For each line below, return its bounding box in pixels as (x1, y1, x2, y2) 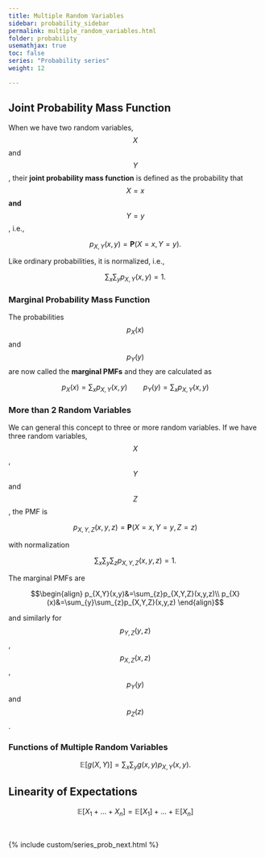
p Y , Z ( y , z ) (119, 626, 151, 637)
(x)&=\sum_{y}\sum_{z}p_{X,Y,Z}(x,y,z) (47, 597, 176, 607)
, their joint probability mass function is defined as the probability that (8, 173, 243, 182)
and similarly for (8, 613, 62, 622)
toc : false (8, 49, 45, 57)
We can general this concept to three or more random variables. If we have (8, 422, 258, 432)
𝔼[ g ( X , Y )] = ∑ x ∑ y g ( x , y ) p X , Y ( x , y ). (79, 759, 192, 772)
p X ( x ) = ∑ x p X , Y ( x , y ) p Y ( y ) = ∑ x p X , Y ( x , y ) (61, 382, 209, 393)
